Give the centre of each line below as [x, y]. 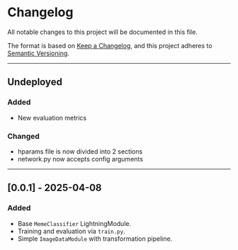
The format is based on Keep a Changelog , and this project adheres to [110, 45]
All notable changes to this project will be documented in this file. [103, 32]
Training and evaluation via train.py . [71, 231]
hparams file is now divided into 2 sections [80, 151]
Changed [24, 136]
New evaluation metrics [52, 118]
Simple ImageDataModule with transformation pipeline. [95, 239]
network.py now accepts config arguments [80, 159]
